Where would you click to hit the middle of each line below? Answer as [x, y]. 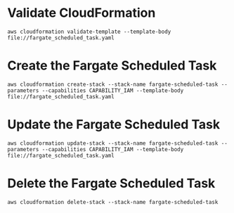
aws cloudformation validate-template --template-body [89, 32]
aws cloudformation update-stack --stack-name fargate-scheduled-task [113, 143]
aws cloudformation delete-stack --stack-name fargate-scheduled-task [113, 202]
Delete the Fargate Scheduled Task [111, 183]
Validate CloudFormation [82, 13]
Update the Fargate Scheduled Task [113, 125]
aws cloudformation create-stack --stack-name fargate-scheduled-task [113, 84]
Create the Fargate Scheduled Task [112, 66]
